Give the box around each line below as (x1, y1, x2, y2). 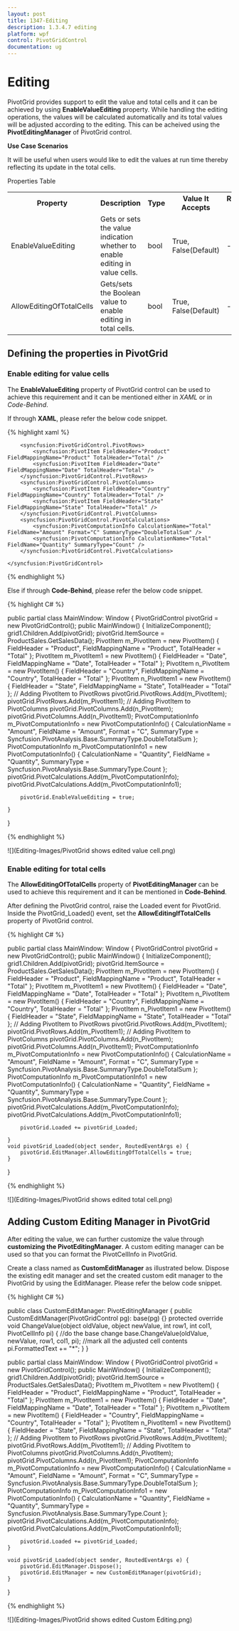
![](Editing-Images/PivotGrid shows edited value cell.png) (7, 846, 176, 854)
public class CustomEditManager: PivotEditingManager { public (7, 1306, 193, 1314)
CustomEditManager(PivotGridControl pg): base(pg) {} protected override (7, 1314, 223, 1322)
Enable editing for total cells (7, 864, 107, 873)
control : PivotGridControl (7, 37, 87, 44)
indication (100, 232, 134, 242)
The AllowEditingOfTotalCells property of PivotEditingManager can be (7, 880, 219, 888)
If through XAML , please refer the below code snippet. (7, 414, 168, 423)
